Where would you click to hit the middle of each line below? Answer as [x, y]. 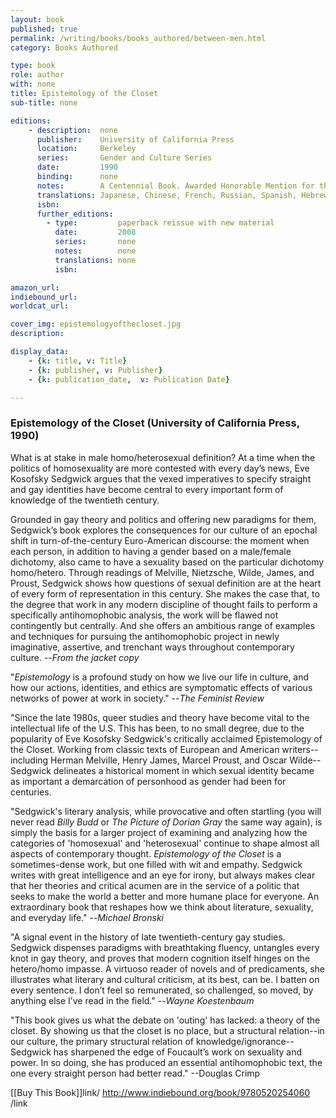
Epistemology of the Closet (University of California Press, [155, 423]
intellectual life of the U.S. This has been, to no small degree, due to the [157, 728]
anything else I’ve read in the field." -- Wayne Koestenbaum [132, 1000]
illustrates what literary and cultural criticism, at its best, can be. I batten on [165, 979]
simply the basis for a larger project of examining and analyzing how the [159, 832]
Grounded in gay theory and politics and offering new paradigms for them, [163, 519]
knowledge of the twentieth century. [85, 500]
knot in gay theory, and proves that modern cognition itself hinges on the [160, 958]
